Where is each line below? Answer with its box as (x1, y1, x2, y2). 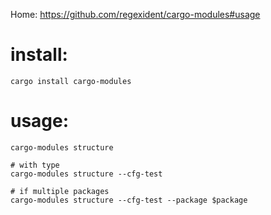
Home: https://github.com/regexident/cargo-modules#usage (10, 9, 261, 20)
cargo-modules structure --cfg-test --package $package (10, 195, 248, 205)
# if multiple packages (10, 186, 110, 196)
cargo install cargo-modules (10, 76, 132, 86)
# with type (10, 160, 60, 170)
